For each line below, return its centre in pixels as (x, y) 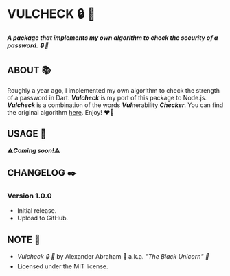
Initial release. (37, 211)
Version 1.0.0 (30, 196)
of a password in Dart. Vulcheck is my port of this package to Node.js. (107, 97)
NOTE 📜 (24, 239)
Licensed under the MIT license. (62, 266)
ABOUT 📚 (29, 70)
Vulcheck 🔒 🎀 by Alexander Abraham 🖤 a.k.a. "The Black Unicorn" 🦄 (113, 257)
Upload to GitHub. (43, 218)
